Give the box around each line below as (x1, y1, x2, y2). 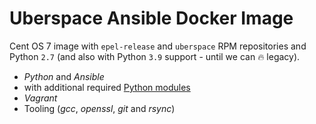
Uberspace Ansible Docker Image (9, 7, 294, 30)
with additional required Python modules (23, 81, 191, 93)
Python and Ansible (23, 70, 105, 82)
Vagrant (23, 92, 58, 104)
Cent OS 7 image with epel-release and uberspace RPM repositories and (9, 40, 307, 52)
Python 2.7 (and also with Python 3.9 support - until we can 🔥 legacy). (9, 50, 301, 62)
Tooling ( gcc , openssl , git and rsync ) (23, 102, 176, 114)
